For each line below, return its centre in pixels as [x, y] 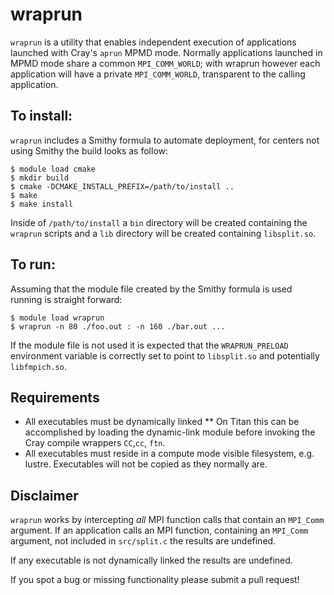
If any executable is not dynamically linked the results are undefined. [151, 560]
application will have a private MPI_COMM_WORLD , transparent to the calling [158, 74]
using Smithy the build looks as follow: [89, 150]
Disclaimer [44, 495]
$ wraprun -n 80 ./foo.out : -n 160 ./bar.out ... [118, 326]
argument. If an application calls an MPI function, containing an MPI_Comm [159, 530]
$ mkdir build [40, 178]
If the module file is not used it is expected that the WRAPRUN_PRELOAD [149, 345]
